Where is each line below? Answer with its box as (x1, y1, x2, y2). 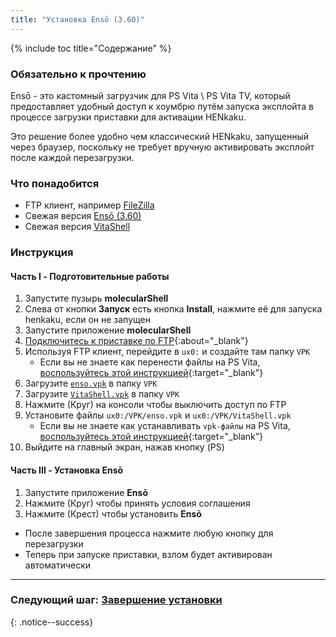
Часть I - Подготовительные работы (10, 270, 170, 282)
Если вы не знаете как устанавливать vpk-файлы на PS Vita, (39, 420, 291, 432)
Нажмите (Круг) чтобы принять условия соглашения (24, 497, 251, 509)
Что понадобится (10, 176, 100, 190)
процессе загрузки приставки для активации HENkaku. (10, 111, 247, 123)
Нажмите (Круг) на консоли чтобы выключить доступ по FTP (24, 399, 287, 411)
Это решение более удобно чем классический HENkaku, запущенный (10, 130, 310, 142)
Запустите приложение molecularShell (24, 324, 192, 336)
